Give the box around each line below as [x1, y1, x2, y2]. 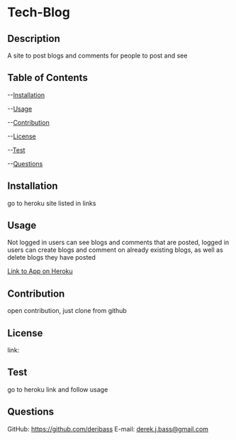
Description [7, 33, 60, 45]
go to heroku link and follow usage [7, 385, 108, 394]
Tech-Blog [7, 4, 71, 21]
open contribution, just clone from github [7, 307, 128, 315]
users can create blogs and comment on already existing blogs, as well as [7, 246, 223, 254]
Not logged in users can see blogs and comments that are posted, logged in [7, 238, 230, 247]
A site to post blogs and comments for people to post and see [7, 51, 188, 60]
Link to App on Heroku [7, 267, 73, 275]
